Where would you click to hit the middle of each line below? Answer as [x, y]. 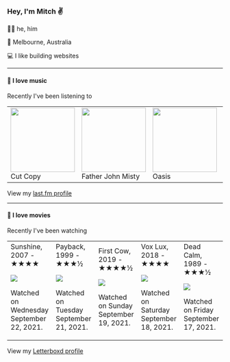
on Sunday [116, 306]
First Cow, [115, 251]
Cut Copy [26, 176]
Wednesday [30, 310]
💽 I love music [27, 80]
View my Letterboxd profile [45, 351]
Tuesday [69, 310]
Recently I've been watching [47, 230]
